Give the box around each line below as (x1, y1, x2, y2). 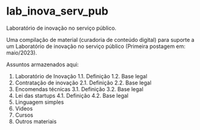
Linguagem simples (15, 98, 64, 106)
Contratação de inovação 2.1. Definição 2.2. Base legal (15, 79, 152, 86)
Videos (15, 104, 33, 112)
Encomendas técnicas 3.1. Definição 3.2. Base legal (15, 85, 144, 92)
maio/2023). (6, 49, 38, 56)
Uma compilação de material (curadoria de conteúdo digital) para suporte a (6, 36, 195, 43)
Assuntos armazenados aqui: (6, 61, 79, 68)
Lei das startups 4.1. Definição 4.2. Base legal (15, 92, 129, 99)
